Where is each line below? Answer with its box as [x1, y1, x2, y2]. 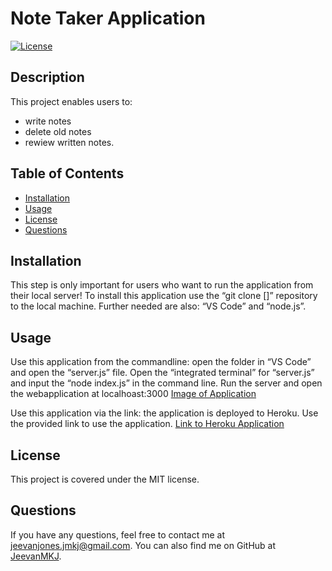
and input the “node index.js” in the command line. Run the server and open [10, 377, 323, 389]
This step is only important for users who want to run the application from [10, 279, 314, 291]
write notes [24, 115, 72, 127]
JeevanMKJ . [10, 550, 62, 562]
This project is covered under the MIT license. [10, 473, 200, 485]
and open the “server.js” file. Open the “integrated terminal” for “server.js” [10, 367, 315, 379]
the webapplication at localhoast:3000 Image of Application [10, 388, 257, 400]
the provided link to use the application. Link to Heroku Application [10, 418, 285, 430]
